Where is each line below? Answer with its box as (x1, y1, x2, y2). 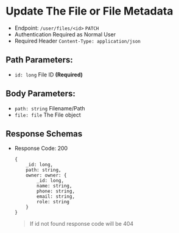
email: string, (37, 194, 75, 200)
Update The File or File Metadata (5, 4, 174, 18)
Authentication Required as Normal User (14, 30, 116, 38)
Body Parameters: (5, 89, 75, 99)
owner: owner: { (26, 172, 67, 178)
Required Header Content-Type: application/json (14, 37, 141, 44)
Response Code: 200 (14, 144, 68, 152)
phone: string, (37, 188, 75, 195)
